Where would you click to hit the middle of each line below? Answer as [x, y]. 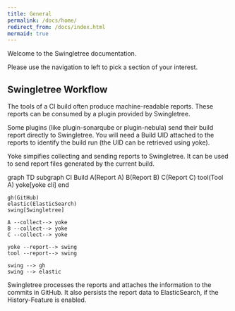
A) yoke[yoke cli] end [38, 185]
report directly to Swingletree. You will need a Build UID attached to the [111, 135]
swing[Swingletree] [36, 210]
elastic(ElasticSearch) [42, 204]
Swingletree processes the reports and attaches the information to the [109, 285]
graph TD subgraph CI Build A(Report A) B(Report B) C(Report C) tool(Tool [115, 178]
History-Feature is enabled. [47, 300]
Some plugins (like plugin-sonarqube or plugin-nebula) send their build [110, 128]
